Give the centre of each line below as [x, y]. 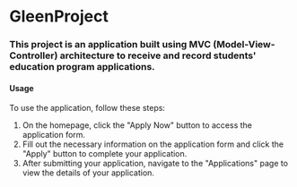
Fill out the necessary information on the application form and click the [153, 144]
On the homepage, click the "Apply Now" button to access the [137, 125]
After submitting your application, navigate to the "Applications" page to [155, 164]
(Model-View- [244, 45]
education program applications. [82, 67]
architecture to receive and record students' [158, 55]
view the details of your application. [88, 173]
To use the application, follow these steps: [87, 108]
